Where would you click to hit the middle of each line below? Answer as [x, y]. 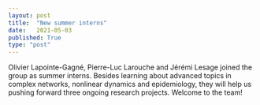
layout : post [30, 15]
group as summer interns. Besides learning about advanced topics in [120, 76]
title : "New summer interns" [58, 23]
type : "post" [30, 45]
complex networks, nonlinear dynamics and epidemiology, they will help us [130, 84]
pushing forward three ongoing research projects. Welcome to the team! [125, 92]
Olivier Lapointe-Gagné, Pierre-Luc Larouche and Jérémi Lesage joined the [130, 67]
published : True [35, 37]
